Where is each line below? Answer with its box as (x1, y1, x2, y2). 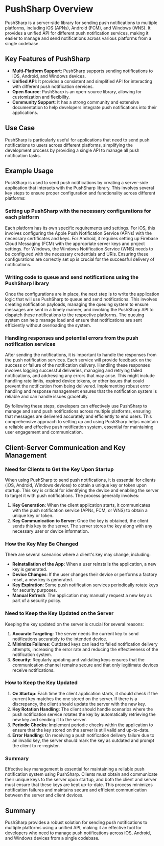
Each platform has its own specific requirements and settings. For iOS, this (5, 225, 155, 231)
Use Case (5, 124, 35, 132)
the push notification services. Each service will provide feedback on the (5, 357, 152, 363)
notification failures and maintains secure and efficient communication (5, 787, 147, 793)
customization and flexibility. (12, 94, 70, 100)
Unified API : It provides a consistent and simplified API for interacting (12, 78, 153, 84)
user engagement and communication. (5, 429, 83, 435)
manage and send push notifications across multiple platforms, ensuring (5, 409, 151, 414)
